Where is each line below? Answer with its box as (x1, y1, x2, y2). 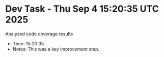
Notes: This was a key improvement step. (12, 46, 100, 52)
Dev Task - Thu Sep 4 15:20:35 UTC (5, 3, 159, 15)
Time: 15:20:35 (12, 40, 44, 46)
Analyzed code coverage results (5, 31, 73, 37)
